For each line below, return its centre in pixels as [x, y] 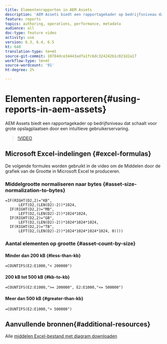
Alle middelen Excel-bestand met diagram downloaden [61, 336]
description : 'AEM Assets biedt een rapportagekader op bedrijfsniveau [81, 14]
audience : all [20, 28]
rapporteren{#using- [96, 99]
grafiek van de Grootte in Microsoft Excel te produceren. [63, 171]
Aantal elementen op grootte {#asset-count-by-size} [70, 243]
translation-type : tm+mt [31, 51]
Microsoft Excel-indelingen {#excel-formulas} [78, 154]
